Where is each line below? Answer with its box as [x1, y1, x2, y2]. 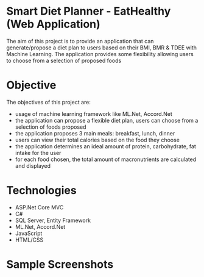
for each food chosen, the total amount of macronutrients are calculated [15, 156, 197, 163]
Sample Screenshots [6, 257, 114, 271]
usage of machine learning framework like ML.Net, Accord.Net [15, 110, 172, 117]
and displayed [15, 162, 51, 169]
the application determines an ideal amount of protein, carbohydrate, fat [15, 142, 197, 150]
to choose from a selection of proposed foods [6, 57, 122, 64]
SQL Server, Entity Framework [15, 217, 91, 224]
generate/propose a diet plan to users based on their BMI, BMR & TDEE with [6, 44, 197, 51]
